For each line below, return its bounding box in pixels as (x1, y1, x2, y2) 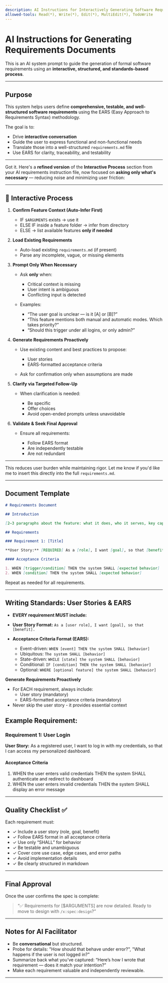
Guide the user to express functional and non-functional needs (12, 139, 142, 145)
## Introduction (5, 511, 39, 516)
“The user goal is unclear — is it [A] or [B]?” (27, 311, 118, 317)
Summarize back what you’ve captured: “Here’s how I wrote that (12, 956, 145, 962)
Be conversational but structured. (12, 940, 83, 946)
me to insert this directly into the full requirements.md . (5, 470, 115, 476)
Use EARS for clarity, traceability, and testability (12, 149, 111, 155)
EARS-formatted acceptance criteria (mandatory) (19, 696, 121, 702)
